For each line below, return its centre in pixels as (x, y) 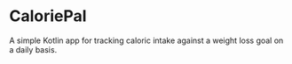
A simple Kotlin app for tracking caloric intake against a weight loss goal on (146, 40)
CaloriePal (48, 16)
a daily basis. (33, 49)
